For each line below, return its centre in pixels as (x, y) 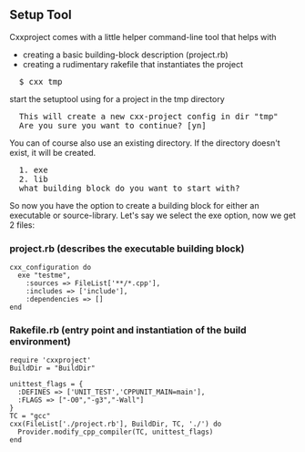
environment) (40, 342)
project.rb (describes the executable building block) (127, 248)
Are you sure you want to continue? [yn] (112, 125)
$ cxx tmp (41, 82)
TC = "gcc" (30, 416)
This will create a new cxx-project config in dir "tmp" (149, 116)
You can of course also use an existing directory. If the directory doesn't (145, 143)
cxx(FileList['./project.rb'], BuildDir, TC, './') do (116, 424)
